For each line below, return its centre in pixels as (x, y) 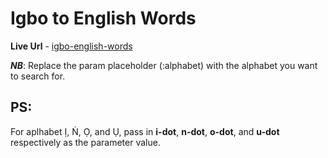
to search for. (38, 76)
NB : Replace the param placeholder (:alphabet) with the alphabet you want (164, 65)
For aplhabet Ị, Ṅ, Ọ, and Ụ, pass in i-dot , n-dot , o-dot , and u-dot (145, 131)
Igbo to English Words (103, 18)
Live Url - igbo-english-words (71, 46)
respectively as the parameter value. (85, 142)
